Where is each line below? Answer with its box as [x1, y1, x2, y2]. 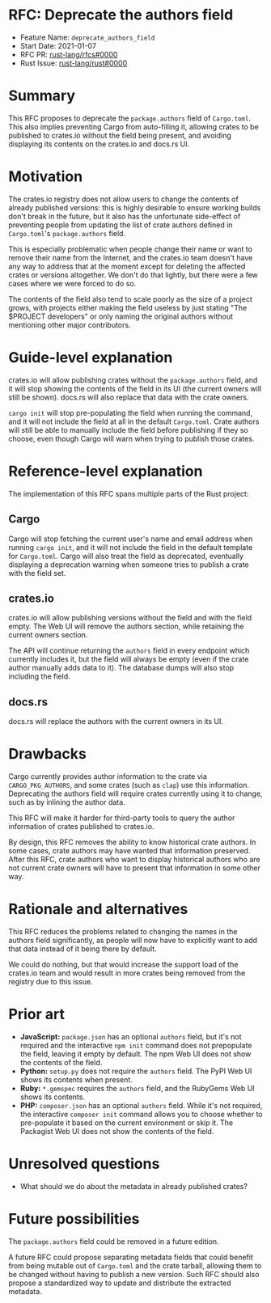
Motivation [8, 167, 83, 186]
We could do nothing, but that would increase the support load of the [8, 960, 239, 969]
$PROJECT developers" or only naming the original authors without [8, 311, 233, 321]
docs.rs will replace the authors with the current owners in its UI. [8, 717, 224, 726]
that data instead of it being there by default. [8, 944, 157, 954]
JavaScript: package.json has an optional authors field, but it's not [19, 1031, 242, 1041]
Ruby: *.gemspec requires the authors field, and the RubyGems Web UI [19, 1083, 255, 1093]
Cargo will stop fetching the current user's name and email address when [8, 534, 253, 544]
